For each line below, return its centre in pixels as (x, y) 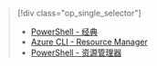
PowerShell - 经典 (64, 32)
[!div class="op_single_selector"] (79, 13)
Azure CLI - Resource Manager (89, 42)
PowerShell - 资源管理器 (76, 52)
